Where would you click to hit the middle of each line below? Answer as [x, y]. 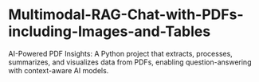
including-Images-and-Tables [110, 31]
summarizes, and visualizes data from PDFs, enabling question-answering [130, 62]
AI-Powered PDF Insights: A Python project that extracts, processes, [120, 53]
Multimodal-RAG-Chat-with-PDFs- [126, 15]
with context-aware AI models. [59, 70]
